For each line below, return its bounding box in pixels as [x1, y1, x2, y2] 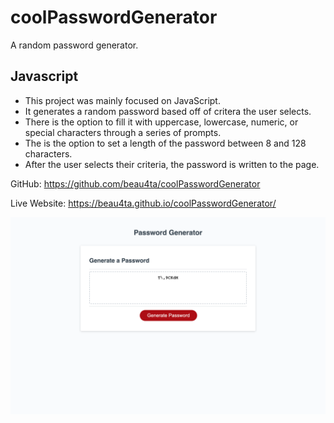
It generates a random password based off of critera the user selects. [24, 105, 312, 117]
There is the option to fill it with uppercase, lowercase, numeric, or [24, 116, 299, 128]
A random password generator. [10, 39, 139, 51]
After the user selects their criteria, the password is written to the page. [24, 158, 320, 170]
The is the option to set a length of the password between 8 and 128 [24, 137, 307, 149]
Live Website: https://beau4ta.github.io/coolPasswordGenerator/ [10, 197, 277, 209]
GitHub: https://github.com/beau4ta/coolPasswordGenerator [10, 177, 261, 190]
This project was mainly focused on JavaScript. [24, 94, 221, 106]
